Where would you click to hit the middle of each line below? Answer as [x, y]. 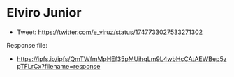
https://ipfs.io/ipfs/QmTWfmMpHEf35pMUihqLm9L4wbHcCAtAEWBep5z [122, 59]
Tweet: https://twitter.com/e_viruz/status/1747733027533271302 [110, 32]
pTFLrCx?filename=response [58, 66]
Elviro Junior [44, 13]
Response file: [27, 45]
